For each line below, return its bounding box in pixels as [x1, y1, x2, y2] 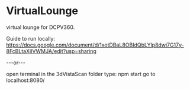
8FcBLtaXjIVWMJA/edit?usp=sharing [6, 47, 96, 54]
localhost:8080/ [6, 77, 45, 84]
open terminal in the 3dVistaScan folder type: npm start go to [6, 70, 156, 77]
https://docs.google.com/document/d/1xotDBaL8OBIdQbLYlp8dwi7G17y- [6, 41, 185, 48]
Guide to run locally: [6, 35, 55, 42]
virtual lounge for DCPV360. [6, 24, 75, 31]
